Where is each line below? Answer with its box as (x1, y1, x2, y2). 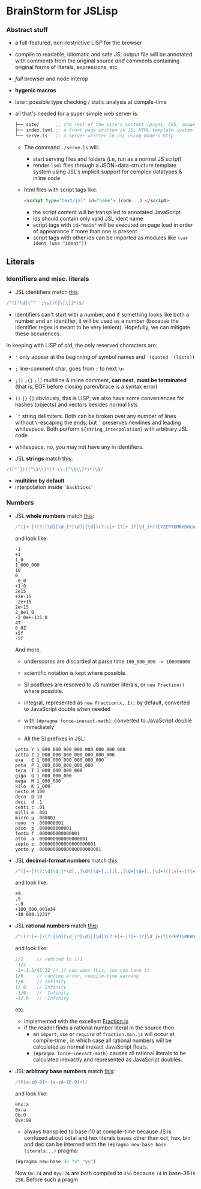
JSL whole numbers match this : (14, 512, 95, 520)
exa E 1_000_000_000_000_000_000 (14, 757, 104, 763)
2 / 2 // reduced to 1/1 (14, 956, 83, 962)
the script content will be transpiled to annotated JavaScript (32, 208, 181, 215)
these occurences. (14, 330, 62, 337)
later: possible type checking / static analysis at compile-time (14, 98, 167, 106)
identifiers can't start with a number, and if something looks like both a (14, 311, 190, 318)
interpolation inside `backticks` (14, 484, 94, 491)
